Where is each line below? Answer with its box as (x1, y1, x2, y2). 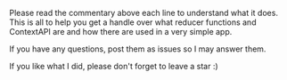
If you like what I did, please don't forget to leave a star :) (9, 61, 218, 71)
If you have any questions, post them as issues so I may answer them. (9, 44, 266, 54)
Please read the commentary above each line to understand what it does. (9, 8, 279, 18)
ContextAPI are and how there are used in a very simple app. (9, 27, 233, 36)
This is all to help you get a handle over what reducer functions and (9, 17, 257, 28)
